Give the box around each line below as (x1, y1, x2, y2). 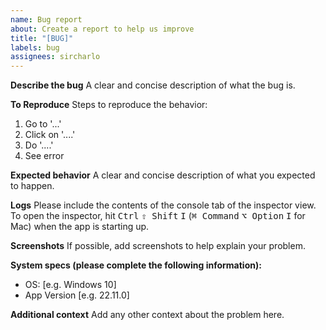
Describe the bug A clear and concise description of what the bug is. (10, 79, 296, 91)
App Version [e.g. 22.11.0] (24, 289, 130, 301)
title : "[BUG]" (10, 33, 74, 43)
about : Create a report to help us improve (10, 24, 195, 34)
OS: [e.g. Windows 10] (24, 279, 117, 291)
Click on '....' (24, 129, 76, 141)
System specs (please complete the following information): (10, 259, 262, 271)
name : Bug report (10, 14, 83, 25)
